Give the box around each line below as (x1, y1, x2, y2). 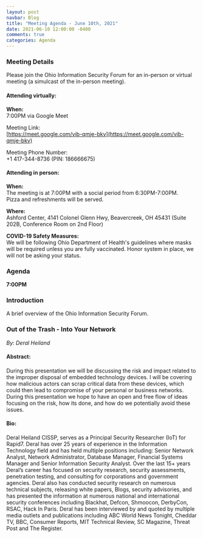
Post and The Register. (6, 525, 63, 532)
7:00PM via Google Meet (6, 112, 69, 119)
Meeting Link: (6, 123, 41, 131)
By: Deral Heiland (6, 339, 50, 346)
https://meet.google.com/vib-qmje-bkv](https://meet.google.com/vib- (8, 130, 184, 137)
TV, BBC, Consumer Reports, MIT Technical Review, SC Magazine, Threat (6, 518, 190, 525)
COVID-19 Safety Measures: (6, 232, 79, 239)
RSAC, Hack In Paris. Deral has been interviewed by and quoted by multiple (6, 505, 195, 512)
